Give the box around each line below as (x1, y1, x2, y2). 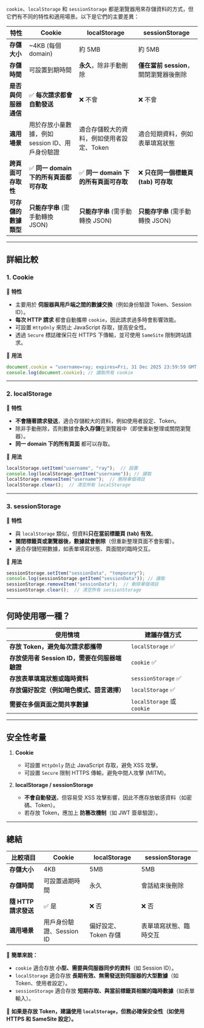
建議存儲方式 (144, 631, 182, 639)
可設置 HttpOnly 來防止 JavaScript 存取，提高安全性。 (15, 323, 150, 330)
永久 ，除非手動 (78, 61, 122, 69)
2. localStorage (6, 390, 52, 398)
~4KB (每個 (29, 41, 62, 50)
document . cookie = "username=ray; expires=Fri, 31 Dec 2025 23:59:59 (6, 364, 186, 370)
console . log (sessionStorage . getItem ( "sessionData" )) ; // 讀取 (6, 576, 165, 582)
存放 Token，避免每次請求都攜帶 (9, 642, 102, 651)
